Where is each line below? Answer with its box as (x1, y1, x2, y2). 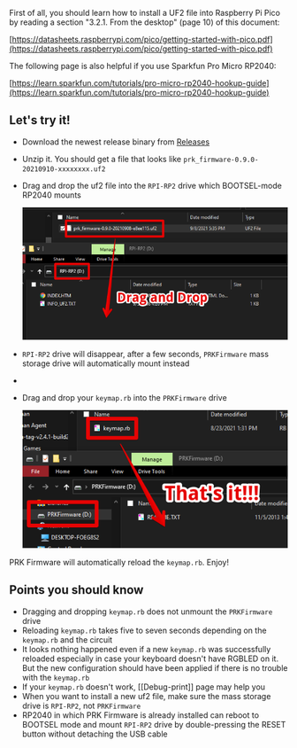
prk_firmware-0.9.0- (183, 155, 259, 164)
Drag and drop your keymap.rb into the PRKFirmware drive (21, 392, 227, 402)
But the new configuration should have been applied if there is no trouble (21, 662, 288, 673)
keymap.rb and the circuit (21, 634, 113, 645)
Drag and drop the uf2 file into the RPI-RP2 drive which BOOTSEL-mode (21, 180, 283, 191)
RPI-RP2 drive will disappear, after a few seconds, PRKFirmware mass (21, 348, 270, 359)
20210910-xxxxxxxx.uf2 (21, 164, 106, 174)
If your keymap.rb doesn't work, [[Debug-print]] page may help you (21, 682, 266, 692)
